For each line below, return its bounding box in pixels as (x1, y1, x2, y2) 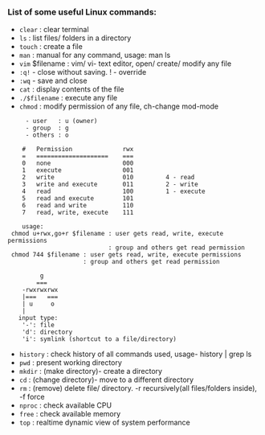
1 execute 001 (22, 166, 134, 174)
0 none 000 (22, 159, 134, 167)
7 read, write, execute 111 (22, 208, 134, 217)
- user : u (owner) (25, 117, 98, 125)
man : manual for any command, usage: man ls (18, 51, 171, 60)
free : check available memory (18, 409, 121, 419)
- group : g (25, 124, 69, 133)
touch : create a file (18, 42, 84, 51)
